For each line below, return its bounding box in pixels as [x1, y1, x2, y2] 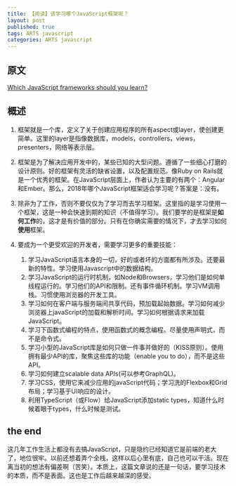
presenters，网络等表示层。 [17, 143, 98, 151]
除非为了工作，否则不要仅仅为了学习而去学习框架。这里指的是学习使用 [17, 199, 221, 207]
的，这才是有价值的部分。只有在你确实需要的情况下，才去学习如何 [36, 216, 227, 225]
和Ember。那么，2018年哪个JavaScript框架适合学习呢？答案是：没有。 [17, 184, 223, 192]
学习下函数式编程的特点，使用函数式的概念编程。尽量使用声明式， [27, 325, 219, 334]
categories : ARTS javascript [7, 37, 93, 44]
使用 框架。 [17, 225, 49, 234]
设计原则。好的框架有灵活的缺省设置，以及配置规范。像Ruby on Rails [17, 166, 217, 175]
